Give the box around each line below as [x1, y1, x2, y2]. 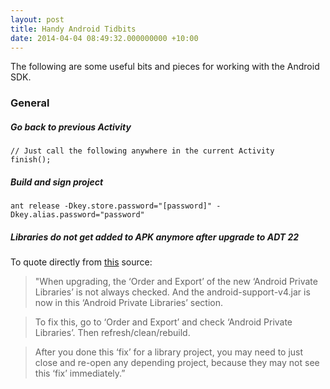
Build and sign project [10, 176, 104, 188]
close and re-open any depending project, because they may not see [34, 357, 320, 369]
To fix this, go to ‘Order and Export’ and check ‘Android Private [34, 316, 293, 328]
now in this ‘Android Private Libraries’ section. [34, 297, 224, 309]
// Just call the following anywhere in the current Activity [10, 146, 275, 156]
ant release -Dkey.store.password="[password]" [10, 201, 213, 211]
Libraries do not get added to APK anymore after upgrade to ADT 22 [10, 231, 300, 243]
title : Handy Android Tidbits [10, 24, 137, 34]
